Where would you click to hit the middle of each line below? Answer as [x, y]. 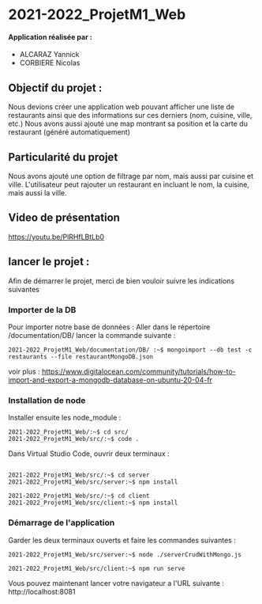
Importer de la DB [42, 310]
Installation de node [47, 400]
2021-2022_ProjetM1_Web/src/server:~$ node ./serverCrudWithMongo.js [125, 555]
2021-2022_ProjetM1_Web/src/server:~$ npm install [93, 482]
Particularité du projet [63, 157]
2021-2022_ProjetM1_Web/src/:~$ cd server [79, 475]
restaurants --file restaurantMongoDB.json [81, 357]
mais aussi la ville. [37, 193]
